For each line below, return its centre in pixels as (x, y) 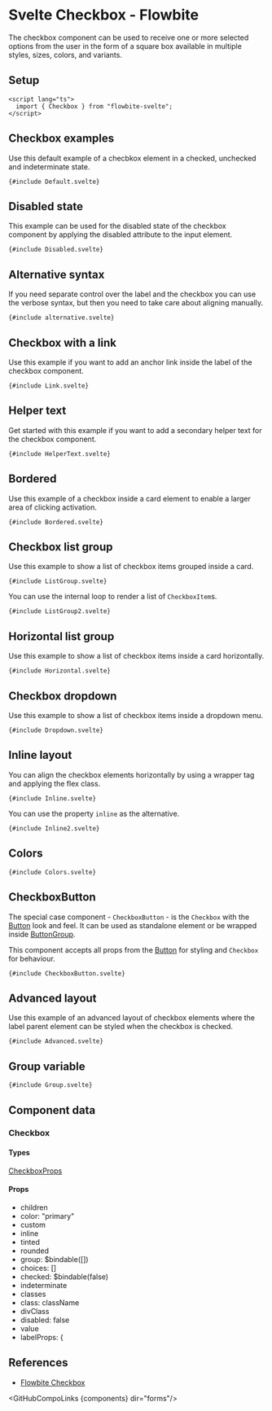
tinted (30, 1242)
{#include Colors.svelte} (52, 872)
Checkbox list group (61, 547)
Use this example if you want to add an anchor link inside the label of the (130, 362)
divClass (35, 1311)
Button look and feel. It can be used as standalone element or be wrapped (133, 925)
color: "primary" (47, 1216)
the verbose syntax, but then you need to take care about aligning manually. (136, 303)
